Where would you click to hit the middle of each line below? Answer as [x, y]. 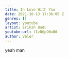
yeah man [15, 50]
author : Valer [19, 37]
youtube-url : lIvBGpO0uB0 [31, 32]
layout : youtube [21, 23]
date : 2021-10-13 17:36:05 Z [34, 14]
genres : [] [16, 18]
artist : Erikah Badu [26, 28]
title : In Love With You [30, 9]
